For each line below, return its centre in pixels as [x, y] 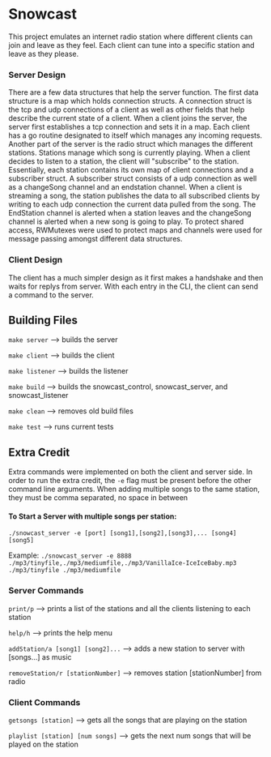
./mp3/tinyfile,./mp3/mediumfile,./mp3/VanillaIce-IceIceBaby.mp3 [123, 563]
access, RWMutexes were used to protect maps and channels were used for [135, 230]
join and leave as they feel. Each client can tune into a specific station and [131, 45]
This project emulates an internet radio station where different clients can [131, 36]
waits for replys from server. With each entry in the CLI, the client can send [133, 286]
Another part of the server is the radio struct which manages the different [131, 144]
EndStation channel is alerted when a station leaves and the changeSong [130, 213]
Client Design [36, 260]
